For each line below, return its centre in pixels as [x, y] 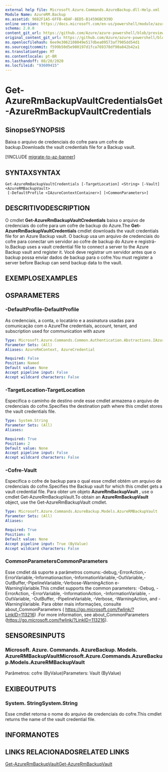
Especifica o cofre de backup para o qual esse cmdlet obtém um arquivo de [83, 481]
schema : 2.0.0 [20, 28]
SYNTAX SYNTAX [33, 173]
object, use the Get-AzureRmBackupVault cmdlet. [56, 502]
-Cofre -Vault [21, 470]
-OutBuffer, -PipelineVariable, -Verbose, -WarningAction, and [94, 599]
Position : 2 [17, 443]
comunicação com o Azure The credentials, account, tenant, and [71, 326]
